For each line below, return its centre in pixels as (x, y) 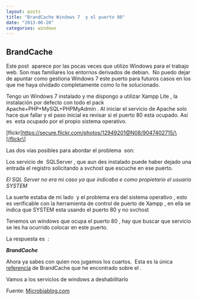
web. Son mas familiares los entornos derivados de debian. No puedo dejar (98, 72)
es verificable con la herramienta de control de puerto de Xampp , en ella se (98, 203)
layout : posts (24, 11)
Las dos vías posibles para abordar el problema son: (70, 150)
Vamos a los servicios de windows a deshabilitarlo (67, 279)
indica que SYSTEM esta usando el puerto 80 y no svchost (78, 210)
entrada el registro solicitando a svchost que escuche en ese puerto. (90, 168)
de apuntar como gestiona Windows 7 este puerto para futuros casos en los (98, 79)
